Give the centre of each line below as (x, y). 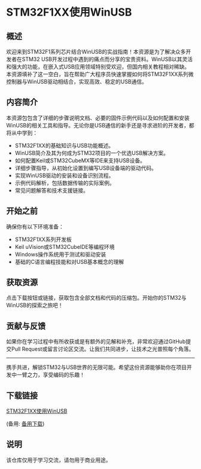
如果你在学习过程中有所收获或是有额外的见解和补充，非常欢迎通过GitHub (96, 342)
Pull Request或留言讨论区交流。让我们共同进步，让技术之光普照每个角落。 (103, 349)
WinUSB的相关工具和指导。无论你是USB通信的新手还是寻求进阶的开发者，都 (100, 125)
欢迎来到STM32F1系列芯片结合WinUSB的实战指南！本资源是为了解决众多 (96, 52)
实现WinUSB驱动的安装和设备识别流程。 (64, 175)
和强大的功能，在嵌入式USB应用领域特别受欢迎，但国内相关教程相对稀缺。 (98, 67)
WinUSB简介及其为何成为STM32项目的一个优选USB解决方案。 (92, 153)
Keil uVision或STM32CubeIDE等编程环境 (65, 246)
